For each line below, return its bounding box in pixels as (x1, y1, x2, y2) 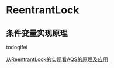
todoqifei (6, 44, 28, 51)
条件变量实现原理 (6, 28, 68, 38)
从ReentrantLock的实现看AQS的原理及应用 (6, 56, 108, 63)
